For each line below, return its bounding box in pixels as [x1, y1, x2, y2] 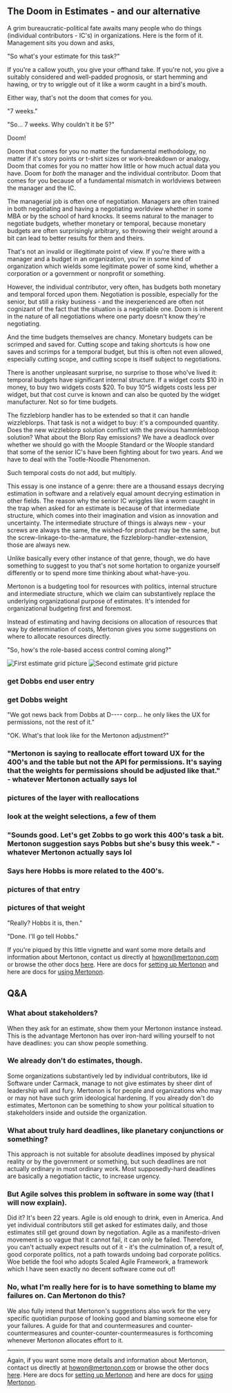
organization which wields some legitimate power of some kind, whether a [7, 262, 219, 270]
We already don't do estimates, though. [7, 1056, 143, 1065]
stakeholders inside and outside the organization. [7, 1108, 147, 1116]
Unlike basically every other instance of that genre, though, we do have [7, 554, 211, 562]
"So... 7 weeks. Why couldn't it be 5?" [7, 120, 115, 129]
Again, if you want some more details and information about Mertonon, [7, 1356, 209, 1364]
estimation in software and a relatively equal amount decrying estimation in [7, 489, 221, 497]
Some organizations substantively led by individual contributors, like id [7, 1072, 208, 1080]
